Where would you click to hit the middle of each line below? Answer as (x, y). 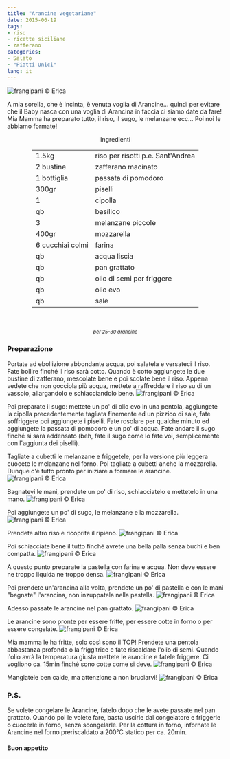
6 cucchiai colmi (62, 245)
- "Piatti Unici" (32, 65)
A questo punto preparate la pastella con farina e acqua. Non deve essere (112, 567)
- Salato (20, 58)
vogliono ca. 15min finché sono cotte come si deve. (80, 664)
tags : (15, 26)
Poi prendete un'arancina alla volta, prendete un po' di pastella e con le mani (115, 587)
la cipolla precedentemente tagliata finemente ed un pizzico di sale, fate (109, 414)
